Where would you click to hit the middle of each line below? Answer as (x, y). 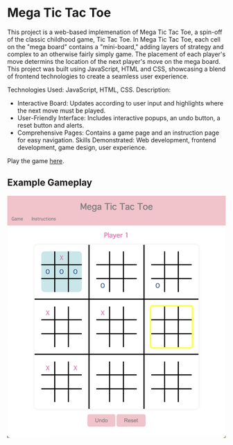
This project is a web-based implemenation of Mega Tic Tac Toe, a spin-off (115, 32)
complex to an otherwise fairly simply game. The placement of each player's (116, 54)
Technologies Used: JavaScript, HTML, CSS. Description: (89, 90)
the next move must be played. (61, 110)
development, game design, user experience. (82, 147)
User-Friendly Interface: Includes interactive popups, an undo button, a (119, 118)
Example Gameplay (50, 183)
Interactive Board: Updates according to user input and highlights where (120, 103)
